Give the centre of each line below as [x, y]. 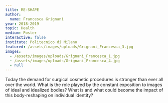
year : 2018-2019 [22, 24]
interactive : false [26, 38]
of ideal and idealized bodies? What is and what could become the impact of [84, 90]
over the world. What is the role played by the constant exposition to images [84, 85]
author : [13, 14]
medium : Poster [21, 33]
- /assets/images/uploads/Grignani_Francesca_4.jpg [65, 61]
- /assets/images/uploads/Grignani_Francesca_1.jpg [65, 56]
